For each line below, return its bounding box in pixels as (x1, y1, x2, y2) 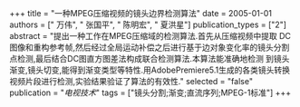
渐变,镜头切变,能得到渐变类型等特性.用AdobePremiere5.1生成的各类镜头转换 (9, 64, 291, 75)
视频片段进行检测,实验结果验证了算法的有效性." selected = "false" (9, 76, 254, 86)
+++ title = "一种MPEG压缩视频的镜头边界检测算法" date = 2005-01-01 (9, 8, 273, 18)
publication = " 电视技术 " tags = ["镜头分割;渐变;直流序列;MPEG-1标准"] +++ (9, 87, 292, 98)
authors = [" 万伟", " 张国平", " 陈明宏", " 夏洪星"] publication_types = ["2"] (9, 19, 287, 30)
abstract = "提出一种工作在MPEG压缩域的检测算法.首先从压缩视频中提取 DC (9, 31, 292, 41)
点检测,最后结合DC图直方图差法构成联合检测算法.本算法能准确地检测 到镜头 (9, 53, 290, 63)
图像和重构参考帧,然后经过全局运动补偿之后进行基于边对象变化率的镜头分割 (9, 42, 290, 53)
